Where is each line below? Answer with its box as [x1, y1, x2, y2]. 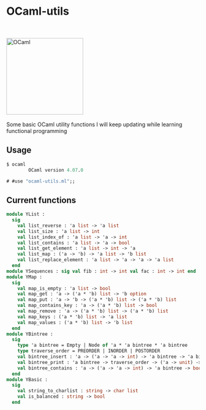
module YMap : [6, 274, 43, 280]
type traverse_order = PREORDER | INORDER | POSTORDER [17, 348, 161, 354]
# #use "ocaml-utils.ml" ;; [6, 178, 75, 184]
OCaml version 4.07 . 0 [28, 167, 84, 173]
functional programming [6, 127, 67, 134]
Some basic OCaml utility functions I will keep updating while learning [6, 121, 183, 128]
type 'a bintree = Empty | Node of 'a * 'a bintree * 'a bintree [17, 342, 188, 349]
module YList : [6, 211, 45, 218]
